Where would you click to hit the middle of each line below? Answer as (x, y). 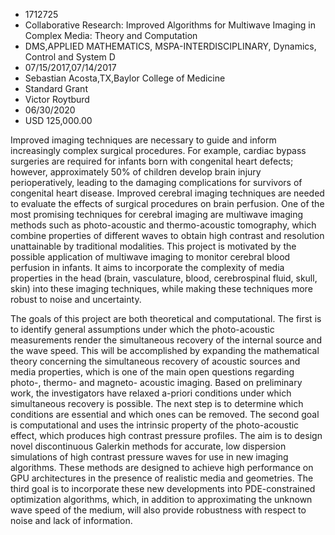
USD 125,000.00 (58, 120)
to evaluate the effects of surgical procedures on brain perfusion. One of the (167, 203)
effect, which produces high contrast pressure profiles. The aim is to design (166, 435)
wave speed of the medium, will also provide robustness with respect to (158, 510)
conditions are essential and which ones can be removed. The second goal (165, 414)
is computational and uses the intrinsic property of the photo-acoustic (155, 425)
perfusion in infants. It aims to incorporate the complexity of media (147, 267)
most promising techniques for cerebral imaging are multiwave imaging (157, 214)
